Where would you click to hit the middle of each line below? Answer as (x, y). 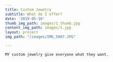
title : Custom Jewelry (28, 10)
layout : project (22, 32)
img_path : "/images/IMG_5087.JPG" (41, 37)
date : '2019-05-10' (25, 19)
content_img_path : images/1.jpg (38, 28)
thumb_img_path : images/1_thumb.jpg (42, 23)
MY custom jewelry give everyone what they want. (57, 54)
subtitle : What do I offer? (34, 14)
